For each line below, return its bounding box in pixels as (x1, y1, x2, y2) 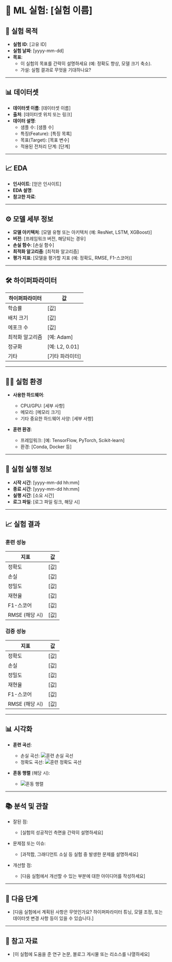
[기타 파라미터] (47, 353, 81, 360)
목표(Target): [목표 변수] (20, 137, 70, 143)
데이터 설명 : (12, 117, 36, 123)
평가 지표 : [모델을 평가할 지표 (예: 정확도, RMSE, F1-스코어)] (12, 255, 132, 261)
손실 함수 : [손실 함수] (12, 242, 55, 248)
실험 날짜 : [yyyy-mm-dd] (12, 48, 64, 54)
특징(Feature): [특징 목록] (20, 130, 72, 136)
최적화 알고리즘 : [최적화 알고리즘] (12, 248, 79, 255)
